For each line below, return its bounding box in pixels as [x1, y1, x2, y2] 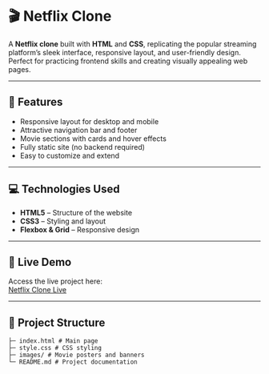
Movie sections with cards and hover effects [19, 134, 167, 143]
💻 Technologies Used [8, 183, 120, 196]
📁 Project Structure [8, 316, 106, 329]
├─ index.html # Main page [8, 337, 98, 345]
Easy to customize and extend [19, 151, 120, 160]
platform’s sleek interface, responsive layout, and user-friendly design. [8, 47, 242, 57]
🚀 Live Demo [8, 255, 72, 269]
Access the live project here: [8, 276, 102, 286]
